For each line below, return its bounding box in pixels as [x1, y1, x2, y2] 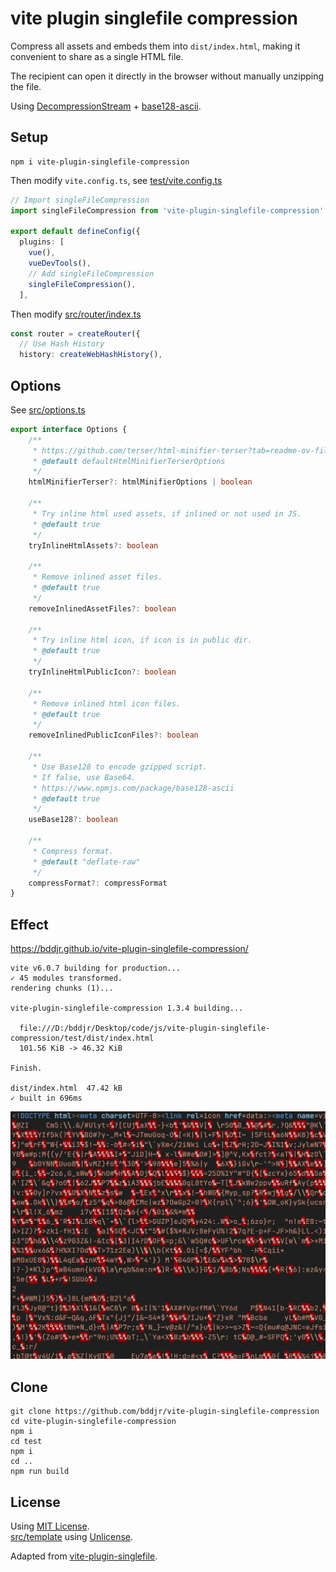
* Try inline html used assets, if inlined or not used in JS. [32, 508, 302, 519]
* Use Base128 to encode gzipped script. [32, 762, 208, 772]
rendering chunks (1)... [10, 983, 114, 994]
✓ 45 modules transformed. [10, 973, 123, 984]
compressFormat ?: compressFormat [28, 878, 168, 888]
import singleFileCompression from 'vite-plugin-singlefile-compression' [10, 205, 325, 216]
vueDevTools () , [28, 258, 92, 268]
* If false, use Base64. [32, 772, 137, 782]
